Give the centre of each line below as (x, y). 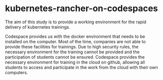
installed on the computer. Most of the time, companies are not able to (75, 41)
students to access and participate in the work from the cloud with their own (81, 67)
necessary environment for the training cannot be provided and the (72, 52)
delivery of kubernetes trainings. (38, 27)
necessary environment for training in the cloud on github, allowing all (75, 62)
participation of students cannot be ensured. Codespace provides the (75, 57)
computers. (17, 72)
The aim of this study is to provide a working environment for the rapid (76, 22)
